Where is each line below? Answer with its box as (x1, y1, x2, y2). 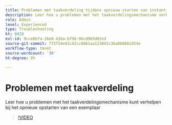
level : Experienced (5, 22, 47, 27)
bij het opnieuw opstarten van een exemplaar (5, 104, 101, 111)
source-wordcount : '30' (5, 50, 56, 56)
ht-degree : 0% (5, 55, 36, 61)
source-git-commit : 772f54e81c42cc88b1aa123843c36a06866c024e (5, 41, 141, 46)
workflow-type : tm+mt (5, 46, 52, 51)
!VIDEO (17, 114, 33, 121)
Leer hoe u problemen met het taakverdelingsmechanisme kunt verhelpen (5, 99, 161, 105)
